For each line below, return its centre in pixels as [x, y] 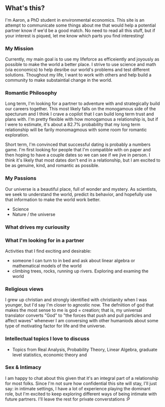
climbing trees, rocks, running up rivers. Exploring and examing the [80, 271]
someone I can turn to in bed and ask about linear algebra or [74, 260]
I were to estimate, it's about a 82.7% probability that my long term [73, 125]
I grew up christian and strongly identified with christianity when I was [76, 300]
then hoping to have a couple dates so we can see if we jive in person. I [78, 155]
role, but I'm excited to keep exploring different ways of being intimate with [81, 394]
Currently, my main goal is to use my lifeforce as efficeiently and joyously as [82, 59]
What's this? [25, 8]
